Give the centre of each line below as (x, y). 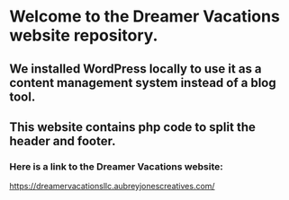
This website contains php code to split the (133, 127)
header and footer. (63, 141)
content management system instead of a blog (143, 83)
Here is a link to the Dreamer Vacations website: (116, 166)
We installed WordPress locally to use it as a (136, 69)
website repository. (84, 35)
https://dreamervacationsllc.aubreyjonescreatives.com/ (112, 187)
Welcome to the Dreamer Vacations (145, 17)
